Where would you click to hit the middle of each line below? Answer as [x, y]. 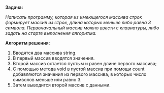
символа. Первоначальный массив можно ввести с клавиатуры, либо [82, 28]
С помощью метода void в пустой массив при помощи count [78, 69]
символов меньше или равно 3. [47, 80]
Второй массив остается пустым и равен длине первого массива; [85, 63]
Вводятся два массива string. [45, 53]
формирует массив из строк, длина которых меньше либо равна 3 [78, 22]
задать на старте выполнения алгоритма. [51, 33]
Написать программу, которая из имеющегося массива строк [74, 17]
